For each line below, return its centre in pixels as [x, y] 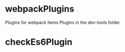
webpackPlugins [40, 9]
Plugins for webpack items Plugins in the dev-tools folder [62, 22]
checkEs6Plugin [39, 42]
